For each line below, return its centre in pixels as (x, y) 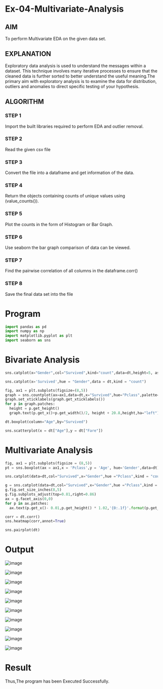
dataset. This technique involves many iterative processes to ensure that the (81, 71)
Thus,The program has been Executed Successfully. (57, 681)
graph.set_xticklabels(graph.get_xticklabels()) (55, 400)
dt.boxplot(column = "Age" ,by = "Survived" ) (47, 422)
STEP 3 (14, 162)
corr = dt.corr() (23, 517)
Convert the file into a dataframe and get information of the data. (70, 173)
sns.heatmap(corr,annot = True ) (36, 521)
